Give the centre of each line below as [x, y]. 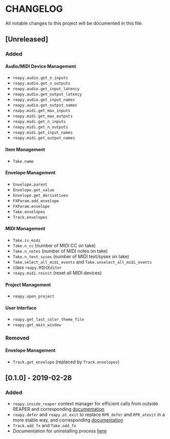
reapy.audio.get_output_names [45, 105]
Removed [17, 338]
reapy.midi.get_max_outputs [42, 116]
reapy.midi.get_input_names [42, 133]
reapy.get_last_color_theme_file [48, 320]
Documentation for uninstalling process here [60, 431]
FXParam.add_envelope [36, 201]
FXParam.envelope [31, 206]
